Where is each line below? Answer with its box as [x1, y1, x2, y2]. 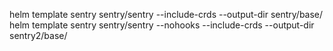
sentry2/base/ [9, 30, 68, 41]
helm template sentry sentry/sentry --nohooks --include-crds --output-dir [9, 19, 315, 31]
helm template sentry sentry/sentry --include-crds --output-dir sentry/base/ [9, 9, 324, 20]
